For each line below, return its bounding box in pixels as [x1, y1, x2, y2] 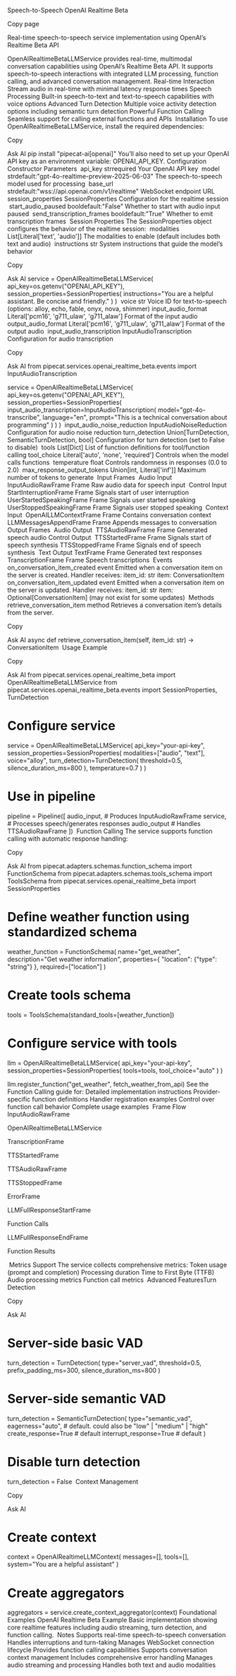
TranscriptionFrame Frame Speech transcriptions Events [7, 556, 173, 564]
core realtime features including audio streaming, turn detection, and [7, 1623, 207, 1631]
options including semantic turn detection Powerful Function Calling [7, 107, 204, 115]
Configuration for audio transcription [7, 335, 114, 343]
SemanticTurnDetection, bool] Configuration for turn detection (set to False [7, 436, 225, 444]
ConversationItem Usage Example [7, 643, 108, 651]
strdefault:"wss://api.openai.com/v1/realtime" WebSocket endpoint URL [7, 187, 215, 195]
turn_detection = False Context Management [7, 1477, 139, 1486]
